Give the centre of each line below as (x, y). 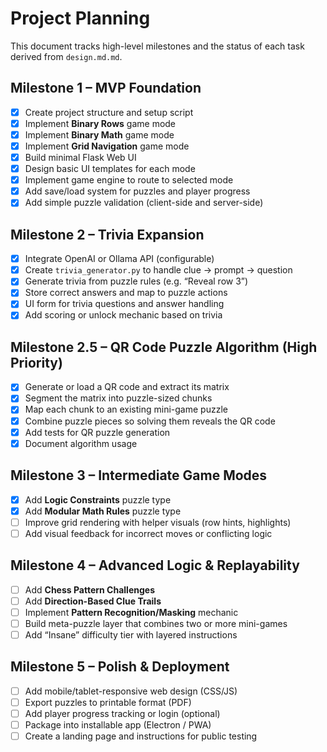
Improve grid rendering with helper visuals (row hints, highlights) (158, 522)
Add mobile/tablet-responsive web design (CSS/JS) (131, 691)
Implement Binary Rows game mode (100, 123)
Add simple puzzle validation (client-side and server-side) (144, 203)
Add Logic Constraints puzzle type (98, 499)
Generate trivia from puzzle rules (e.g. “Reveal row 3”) (136, 281)
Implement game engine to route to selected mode (129, 180)
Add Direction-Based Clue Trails (93, 601)
